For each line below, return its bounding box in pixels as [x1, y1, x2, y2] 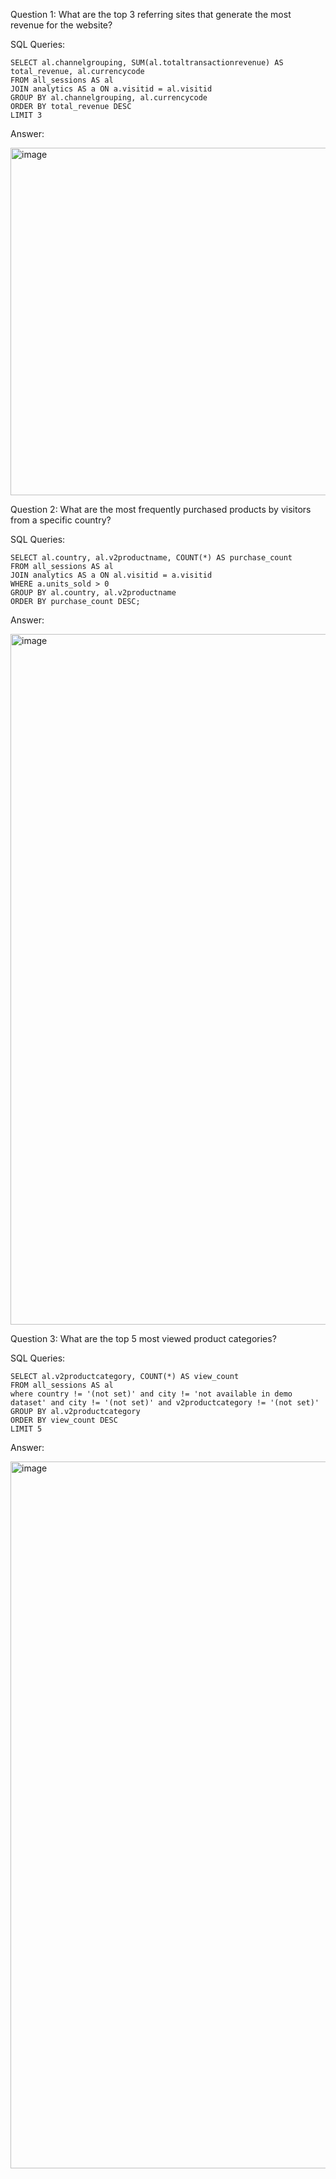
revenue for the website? [10, 19, 113, 31]
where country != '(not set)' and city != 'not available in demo [10, 1389, 293, 1399]
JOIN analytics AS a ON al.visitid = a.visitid [10, 570, 213, 580]
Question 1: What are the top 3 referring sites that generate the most [10, 9, 292, 20]
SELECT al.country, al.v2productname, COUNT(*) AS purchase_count [10, 553, 293, 563]
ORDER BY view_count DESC [10, 1415, 118, 1425]
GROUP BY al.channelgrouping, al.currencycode [10, 93, 208, 103]
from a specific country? [10, 514, 112, 526]
